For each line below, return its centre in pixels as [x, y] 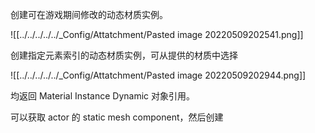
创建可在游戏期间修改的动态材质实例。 [89, 14]
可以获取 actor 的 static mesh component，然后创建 [117, 117]
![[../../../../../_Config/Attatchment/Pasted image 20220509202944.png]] [158, 75]
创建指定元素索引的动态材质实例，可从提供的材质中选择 [124, 55]
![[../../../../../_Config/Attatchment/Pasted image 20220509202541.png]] [157, 34]
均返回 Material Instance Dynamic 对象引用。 [103, 96]
